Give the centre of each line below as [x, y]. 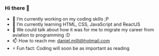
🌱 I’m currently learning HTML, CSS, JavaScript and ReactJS [76, 24]
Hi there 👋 [17, 8]
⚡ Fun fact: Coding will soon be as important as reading [71, 48]
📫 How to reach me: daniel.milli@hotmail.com [61, 41]
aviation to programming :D [41, 35]
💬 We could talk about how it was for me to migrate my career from [83, 30]
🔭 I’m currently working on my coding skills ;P [60, 19]
